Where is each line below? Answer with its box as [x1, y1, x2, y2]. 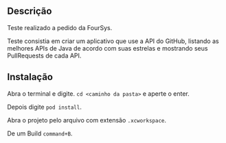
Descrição [7, 5, 52, 17]
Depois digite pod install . [7, 103, 82, 111]
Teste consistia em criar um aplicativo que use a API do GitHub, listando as [7, 37, 219, 45]
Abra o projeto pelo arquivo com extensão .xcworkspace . [7, 116, 167, 124]
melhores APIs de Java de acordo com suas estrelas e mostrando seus [7, 44, 208, 52]
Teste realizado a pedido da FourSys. [7, 23, 113, 31]
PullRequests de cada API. [7, 51, 82, 60]
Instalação [7, 71, 54, 83]
